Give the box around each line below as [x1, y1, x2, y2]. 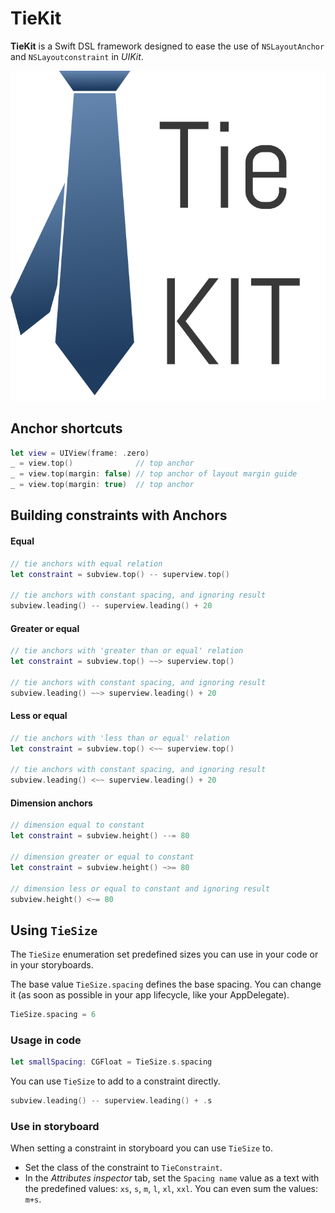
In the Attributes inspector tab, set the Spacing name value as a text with [24, 1172, 320, 1184]
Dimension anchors [10, 797, 93, 809]
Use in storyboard [10, 1120, 100, 1134]
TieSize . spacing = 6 [10, 1010, 97, 1020]
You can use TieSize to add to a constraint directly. [10, 1075, 221, 1087]
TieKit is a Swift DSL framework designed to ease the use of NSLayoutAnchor [10, 40, 325, 52]
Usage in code [10, 1033, 82, 1047]
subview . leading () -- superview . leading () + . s [10, 1096, 213, 1106]
